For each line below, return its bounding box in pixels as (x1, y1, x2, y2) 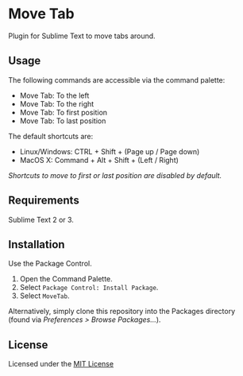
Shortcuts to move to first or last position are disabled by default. (8, 170, 222, 180)
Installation (8, 238, 65, 251)
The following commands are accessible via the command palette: (8, 75, 226, 84)
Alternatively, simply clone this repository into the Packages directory (8, 307, 236, 316)
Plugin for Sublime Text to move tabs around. (8, 31, 156, 41)
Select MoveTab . (19, 291, 70, 300)
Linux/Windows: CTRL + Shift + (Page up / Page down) (19, 146, 200, 156)
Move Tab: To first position (19, 107, 108, 117)
